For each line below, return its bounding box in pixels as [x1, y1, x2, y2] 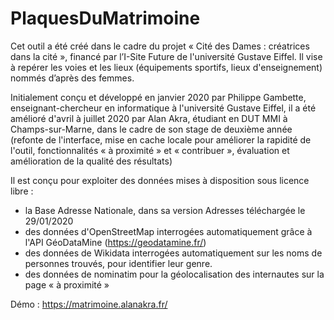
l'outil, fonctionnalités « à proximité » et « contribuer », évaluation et [10, 144, 290, 156]
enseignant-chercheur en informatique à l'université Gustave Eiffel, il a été [10, 102, 317, 114]
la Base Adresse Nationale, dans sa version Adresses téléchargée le [24, 204, 306, 216]
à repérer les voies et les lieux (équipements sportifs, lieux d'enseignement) [10, 61, 323, 73]
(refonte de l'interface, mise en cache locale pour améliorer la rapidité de [10, 133, 312, 146]
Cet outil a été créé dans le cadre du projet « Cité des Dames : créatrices [10, 40, 310, 52]
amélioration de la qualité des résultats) [10, 155, 173, 167]
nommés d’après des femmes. [10, 72, 135, 84]
